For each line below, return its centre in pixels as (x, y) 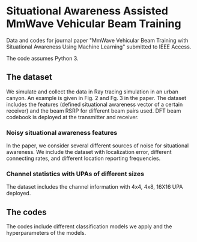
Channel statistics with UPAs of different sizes (75, 174)
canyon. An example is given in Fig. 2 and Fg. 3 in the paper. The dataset (96, 98)
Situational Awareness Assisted (87, 11)
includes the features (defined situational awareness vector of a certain (95, 104)
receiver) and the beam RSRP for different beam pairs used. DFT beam (94, 111)
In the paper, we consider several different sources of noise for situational (98, 146)
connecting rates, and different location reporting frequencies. (83, 158)
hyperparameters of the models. (46, 233)
